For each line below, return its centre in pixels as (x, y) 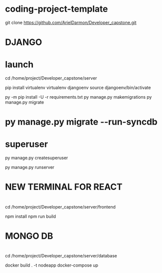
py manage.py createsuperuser (37, 158)
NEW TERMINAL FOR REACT (64, 187)
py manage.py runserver (30, 168)
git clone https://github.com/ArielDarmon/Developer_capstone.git (71, 22)
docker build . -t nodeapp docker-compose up (52, 265)
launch (19, 65)
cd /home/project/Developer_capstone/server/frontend (61, 207)
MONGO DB (29, 236)
